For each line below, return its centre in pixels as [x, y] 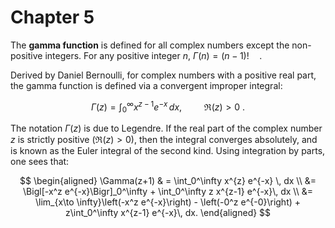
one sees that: [40, 162]
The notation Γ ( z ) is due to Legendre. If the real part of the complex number [166, 128]
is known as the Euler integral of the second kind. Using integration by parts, [168, 151]
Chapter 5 [52, 17]
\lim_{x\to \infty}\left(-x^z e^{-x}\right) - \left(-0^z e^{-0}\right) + [168, 202]
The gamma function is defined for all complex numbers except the [150, 45]
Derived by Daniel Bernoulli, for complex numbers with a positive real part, [163, 75]
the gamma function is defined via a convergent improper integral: [146, 85]
